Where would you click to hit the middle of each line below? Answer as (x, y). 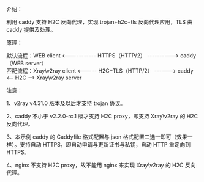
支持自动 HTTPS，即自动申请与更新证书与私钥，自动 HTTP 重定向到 (105, 144)
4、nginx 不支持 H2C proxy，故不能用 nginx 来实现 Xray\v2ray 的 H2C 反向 (101, 165)
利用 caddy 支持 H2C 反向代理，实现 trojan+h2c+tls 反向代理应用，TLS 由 (100, 22)
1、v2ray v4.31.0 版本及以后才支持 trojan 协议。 (66, 103)
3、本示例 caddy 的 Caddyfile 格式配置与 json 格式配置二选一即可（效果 (97, 137)
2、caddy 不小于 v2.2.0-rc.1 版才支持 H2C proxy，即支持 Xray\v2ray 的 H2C (102, 116)
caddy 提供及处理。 (31, 30)
